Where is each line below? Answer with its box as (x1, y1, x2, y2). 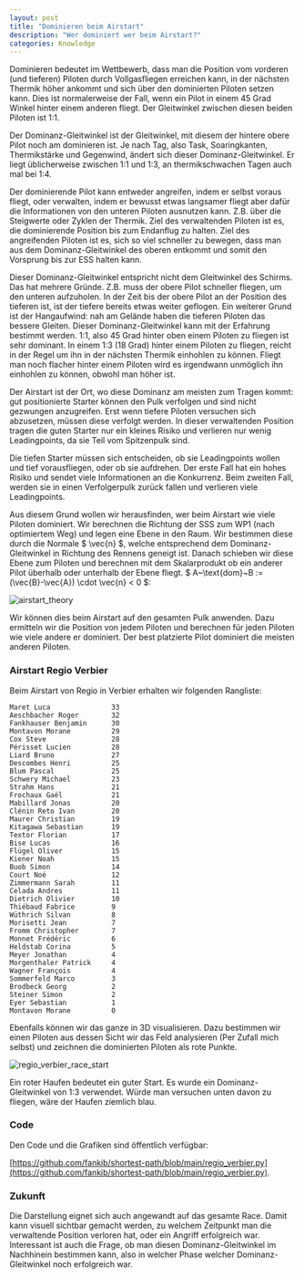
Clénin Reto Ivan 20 (9, 806, 120, 816)
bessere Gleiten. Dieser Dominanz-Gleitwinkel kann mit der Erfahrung (9, 320, 270, 331)
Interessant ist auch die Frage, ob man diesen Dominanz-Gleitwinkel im (9, 1240, 277, 1251)
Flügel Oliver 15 (9, 846, 120, 856)
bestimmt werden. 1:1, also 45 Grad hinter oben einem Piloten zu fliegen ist (9, 330, 289, 341)
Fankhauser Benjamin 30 (9, 718, 120, 728)
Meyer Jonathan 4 (9, 950, 117, 959)
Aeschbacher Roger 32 (9, 711, 120, 720)
